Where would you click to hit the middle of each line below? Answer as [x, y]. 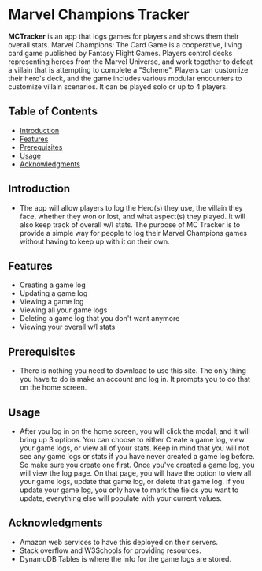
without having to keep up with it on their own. [95, 241]
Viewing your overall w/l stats [67, 327]
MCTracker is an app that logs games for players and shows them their [124, 36]
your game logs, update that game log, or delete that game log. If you [132, 481]
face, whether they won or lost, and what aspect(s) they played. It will [133, 216]
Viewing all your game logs [63, 310]
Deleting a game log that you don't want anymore [100, 319]
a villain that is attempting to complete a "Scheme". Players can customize [128, 69]
